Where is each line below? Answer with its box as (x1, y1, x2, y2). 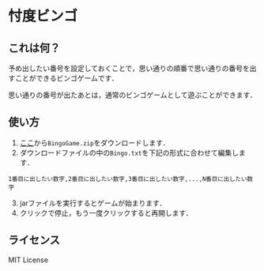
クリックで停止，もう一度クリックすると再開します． (19, 208, 193, 217)
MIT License (8, 254, 49, 265)
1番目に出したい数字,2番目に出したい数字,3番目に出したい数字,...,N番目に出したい (8, 175, 247, 183)
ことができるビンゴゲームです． (14, 73, 119, 83)
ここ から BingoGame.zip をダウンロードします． (19, 137, 170, 147)
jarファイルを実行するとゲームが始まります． (19, 198, 167, 208)
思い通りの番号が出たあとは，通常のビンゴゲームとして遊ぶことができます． (8, 90, 257, 100)
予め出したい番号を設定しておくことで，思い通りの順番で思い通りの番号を (8, 64, 251, 73)
